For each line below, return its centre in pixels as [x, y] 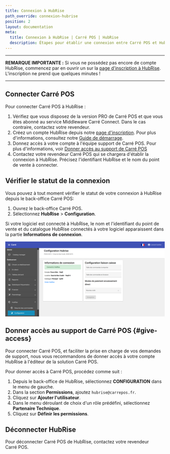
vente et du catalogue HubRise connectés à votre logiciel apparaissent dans [84, 229]
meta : [11, 32]
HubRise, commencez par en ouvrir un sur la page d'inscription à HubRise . [83, 68]
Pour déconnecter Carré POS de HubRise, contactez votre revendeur [77, 442]
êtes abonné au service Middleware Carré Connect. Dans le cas [79, 121]
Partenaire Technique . [36, 408]
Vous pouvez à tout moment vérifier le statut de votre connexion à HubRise [83, 193]
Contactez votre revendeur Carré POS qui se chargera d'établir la [81, 154]
